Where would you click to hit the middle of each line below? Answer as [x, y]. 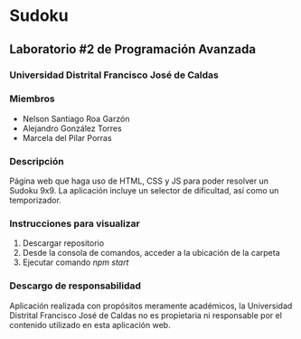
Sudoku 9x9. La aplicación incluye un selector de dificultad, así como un [144, 191]
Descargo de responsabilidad [75, 286]
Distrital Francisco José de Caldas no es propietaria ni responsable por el [146, 315]
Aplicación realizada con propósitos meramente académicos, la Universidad [151, 306]
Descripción [37, 161]
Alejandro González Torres [72, 128]
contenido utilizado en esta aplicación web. [90, 325]
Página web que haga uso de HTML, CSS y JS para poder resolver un [139, 181]
